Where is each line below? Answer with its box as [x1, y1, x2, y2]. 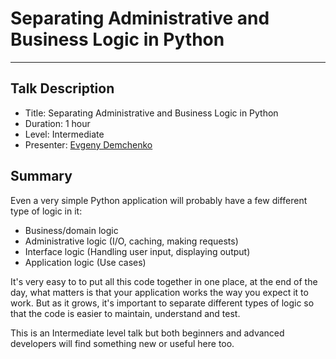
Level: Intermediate [24, 128, 105, 140]
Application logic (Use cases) [24, 256, 147, 268]
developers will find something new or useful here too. [10, 337, 235, 349]
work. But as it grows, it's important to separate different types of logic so [10, 297, 315, 309]
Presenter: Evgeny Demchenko [24, 138, 153, 151]
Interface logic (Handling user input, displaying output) [24, 245, 251, 257]
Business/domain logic [24, 224, 119, 236]
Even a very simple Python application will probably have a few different [10, 194, 308, 206]
